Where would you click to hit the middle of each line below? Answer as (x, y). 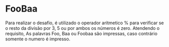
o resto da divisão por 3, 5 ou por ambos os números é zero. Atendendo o (82, 28)
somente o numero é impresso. (38, 39)
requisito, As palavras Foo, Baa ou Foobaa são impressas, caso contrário (81, 33)
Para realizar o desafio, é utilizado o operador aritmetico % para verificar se (84, 23)
